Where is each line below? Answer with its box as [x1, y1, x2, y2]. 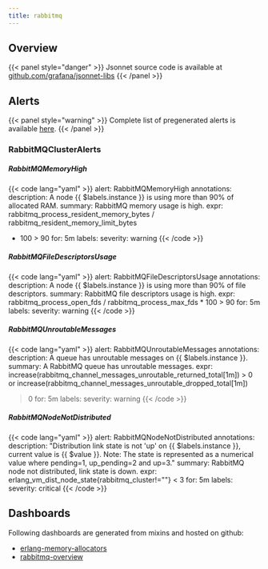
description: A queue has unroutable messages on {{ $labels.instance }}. [8, 353, 248, 363]
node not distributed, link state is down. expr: [8, 467, 158, 476]
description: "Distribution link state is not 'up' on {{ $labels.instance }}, [8, 441, 242, 451]
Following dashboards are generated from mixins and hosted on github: [8, 527, 244, 537]
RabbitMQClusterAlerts [8, 144, 102, 155]
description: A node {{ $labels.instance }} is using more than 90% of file [8, 281, 246, 291]
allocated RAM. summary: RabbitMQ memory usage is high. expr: [8, 201, 224, 210]
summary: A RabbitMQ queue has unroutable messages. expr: [8, 362, 214, 371]
